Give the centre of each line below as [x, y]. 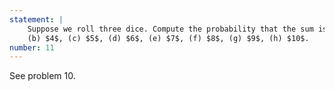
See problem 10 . [42, 76]
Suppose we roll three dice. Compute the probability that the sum [170, 29]
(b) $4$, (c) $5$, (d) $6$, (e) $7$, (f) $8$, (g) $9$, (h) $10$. [168, 38]
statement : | [36, 19]
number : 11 [32, 47]
